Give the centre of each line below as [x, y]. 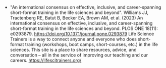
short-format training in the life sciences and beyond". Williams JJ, [79, 12]
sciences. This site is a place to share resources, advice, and [73, 50]
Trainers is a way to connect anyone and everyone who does [73, 39]
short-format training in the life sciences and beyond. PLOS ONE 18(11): [84, 28]
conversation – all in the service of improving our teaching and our [79, 55]
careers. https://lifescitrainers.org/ [46, 60]
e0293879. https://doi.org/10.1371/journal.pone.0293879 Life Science [82, 34]
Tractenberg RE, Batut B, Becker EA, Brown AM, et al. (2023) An [76, 18]
